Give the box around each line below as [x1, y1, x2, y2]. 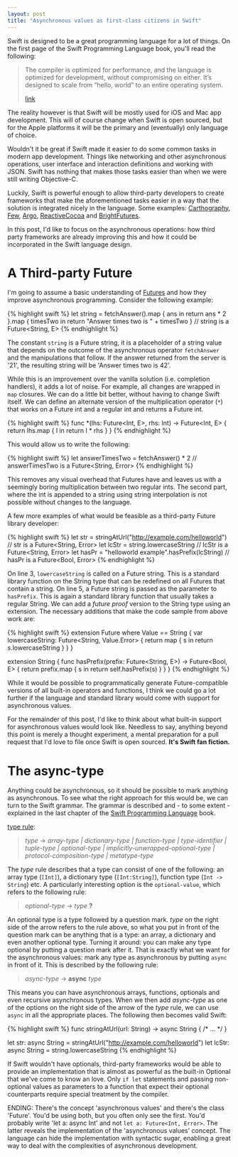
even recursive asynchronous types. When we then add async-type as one [7, 996, 228, 1004]
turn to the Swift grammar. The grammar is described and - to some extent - [7, 801, 230, 810]
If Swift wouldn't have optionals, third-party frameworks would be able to [7, 1060, 222, 1068]
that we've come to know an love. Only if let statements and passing [7, 1075, 213, 1084]
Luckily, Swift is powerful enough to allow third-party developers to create [7, 188, 225, 197]
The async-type [7, 763, 104, 779]
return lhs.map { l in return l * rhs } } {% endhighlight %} [7, 426, 172, 435]
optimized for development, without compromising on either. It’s [24, 72, 212, 82]
